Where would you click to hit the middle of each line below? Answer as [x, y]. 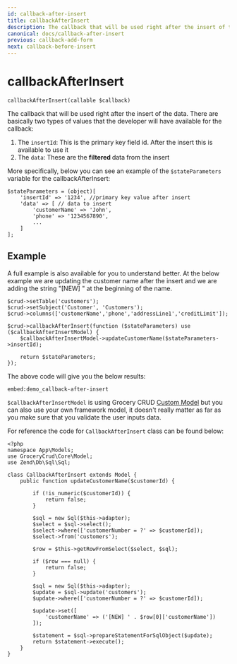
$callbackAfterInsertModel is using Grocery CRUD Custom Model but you [115, 402]
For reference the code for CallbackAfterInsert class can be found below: [116, 431]
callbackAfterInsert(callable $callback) [69, 100]
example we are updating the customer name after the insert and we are [112, 280]
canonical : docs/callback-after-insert [66, 34]
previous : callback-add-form [50, 40]
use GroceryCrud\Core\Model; [50, 456]
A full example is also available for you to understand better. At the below [114, 273]
